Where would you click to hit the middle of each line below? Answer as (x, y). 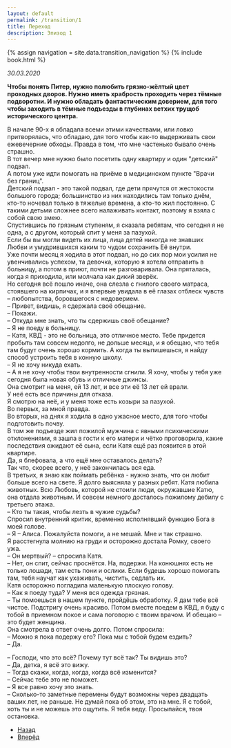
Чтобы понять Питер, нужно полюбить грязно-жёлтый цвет (98, 86)
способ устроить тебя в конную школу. (65, 358)
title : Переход (29, 26)
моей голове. (27, 527)
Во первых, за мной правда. (49, 409)
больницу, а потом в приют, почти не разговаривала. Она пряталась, (109, 269)
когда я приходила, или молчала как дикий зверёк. (83, 277)
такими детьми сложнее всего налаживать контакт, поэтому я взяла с (111, 210)
